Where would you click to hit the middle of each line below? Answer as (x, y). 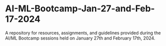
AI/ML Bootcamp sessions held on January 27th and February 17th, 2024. (80, 38)
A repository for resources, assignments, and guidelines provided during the (83, 33)
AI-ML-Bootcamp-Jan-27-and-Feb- (80, 9)
